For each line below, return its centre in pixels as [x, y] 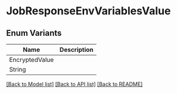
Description [76, 50]
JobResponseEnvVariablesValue [88, 11]
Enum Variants [34, 33]
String [18, 69]
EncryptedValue [32, 60]
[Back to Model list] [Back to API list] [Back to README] [74, 84]
